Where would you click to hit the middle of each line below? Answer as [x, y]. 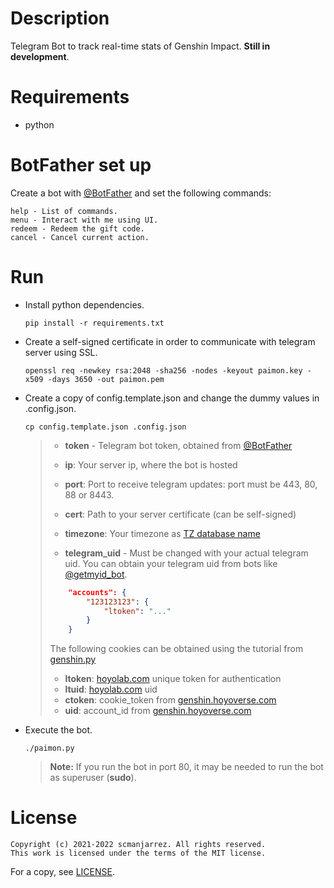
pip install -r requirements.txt [94, 323]
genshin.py [73, 659]
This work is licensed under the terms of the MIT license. [138, 853]
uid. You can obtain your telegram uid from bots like [171, 563]
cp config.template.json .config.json [105, 427]
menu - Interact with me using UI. [84, 220]
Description [60, 18]
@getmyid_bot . [96, 574]
